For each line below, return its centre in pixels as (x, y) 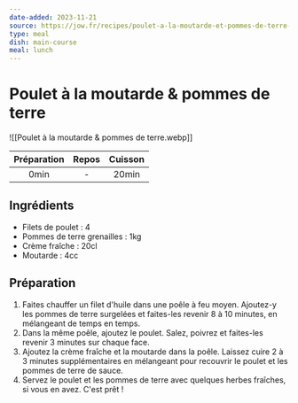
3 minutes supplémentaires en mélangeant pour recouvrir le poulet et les (155, 360)
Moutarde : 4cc (50, 255)
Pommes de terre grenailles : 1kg (82, 236)
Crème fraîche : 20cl (59, 245)
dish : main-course (43, 42)
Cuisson (126, 159)
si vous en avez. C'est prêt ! (73, 389)
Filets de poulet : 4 (56, 227)
